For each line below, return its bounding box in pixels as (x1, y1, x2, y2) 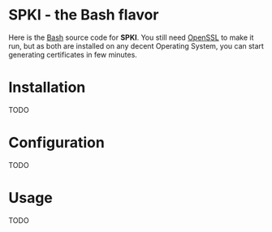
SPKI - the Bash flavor (8, 6, 159, 24)
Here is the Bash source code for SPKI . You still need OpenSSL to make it (8, 32, 254, 42)
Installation (8, 79, 86, 97)
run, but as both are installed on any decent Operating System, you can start (8, 41, 264, 50)
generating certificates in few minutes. (8, 49, 138, 59)
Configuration (8, 134, 106, 152)
